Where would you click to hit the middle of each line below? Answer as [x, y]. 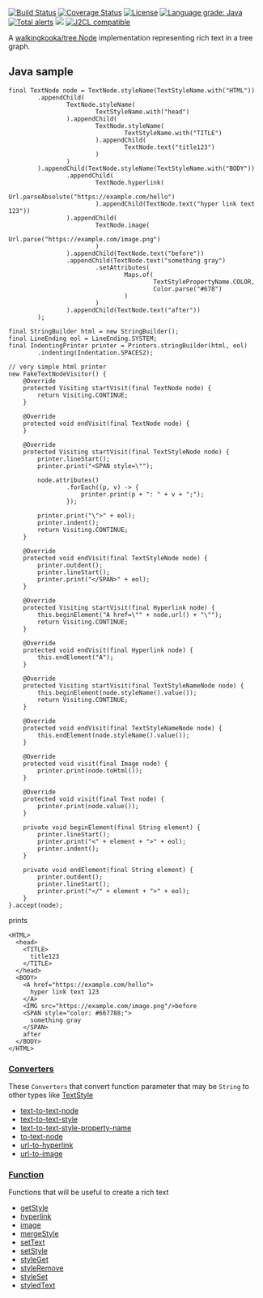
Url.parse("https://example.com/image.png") [85, 239]
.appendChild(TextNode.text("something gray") [146, 260]
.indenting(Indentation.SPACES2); [95, 352]
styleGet [34, 1260]
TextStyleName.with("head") [142, 112]
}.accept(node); [36, 905]
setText [32, 1242]
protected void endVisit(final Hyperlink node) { [108, 650]
